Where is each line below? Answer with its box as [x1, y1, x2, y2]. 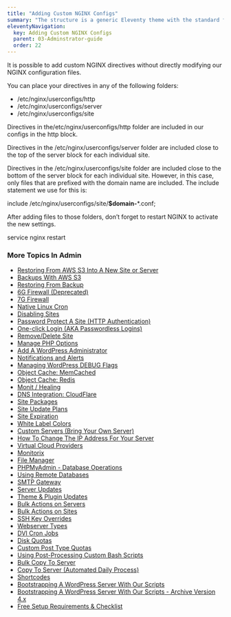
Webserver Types [16, 522, 67, 530]
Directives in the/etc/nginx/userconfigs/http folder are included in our [7, 123, 204, 131]
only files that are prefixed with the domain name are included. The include [7, 179, 219, 186]
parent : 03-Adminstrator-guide [13, 36, 103, 43]
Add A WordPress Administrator [16, 347, 108, 355]
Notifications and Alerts [16, 354, 85, 362]
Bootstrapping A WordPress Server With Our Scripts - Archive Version [16, 587, 216, 596]
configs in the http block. [7, 130, 78, 138]
